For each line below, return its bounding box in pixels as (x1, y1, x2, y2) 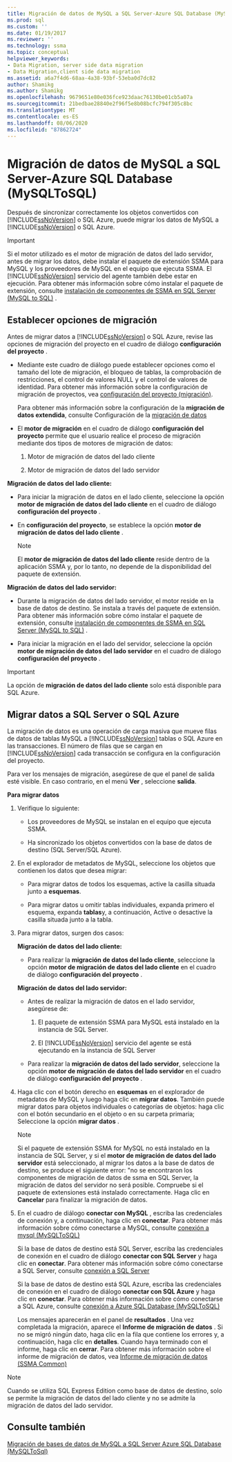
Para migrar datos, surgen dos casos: (17, 928, 124, 937)
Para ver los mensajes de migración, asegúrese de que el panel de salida (7, 770, 215, 778)
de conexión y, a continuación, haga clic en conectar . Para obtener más (17, 1216, 223, 1224)
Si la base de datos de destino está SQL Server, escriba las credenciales (17, 1244, 224, 1253)
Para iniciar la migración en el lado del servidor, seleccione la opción (17, 640, 213, 648)
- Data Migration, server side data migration (7, 62, 144, 69)
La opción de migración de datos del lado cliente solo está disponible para (7, 681, 222, 689)
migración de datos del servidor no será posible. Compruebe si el (17, 1181, 204, 1189)
